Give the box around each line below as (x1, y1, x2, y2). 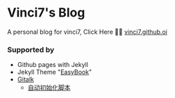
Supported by (7, 45, 55, 55)
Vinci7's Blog (7, 5, 85, 21)
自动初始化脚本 (27, 84, 71, 92)
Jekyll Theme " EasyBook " (17, 68, 92, 77)
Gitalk (17, 75, 35, 84)
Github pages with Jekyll (17, 61, 89, 69)
